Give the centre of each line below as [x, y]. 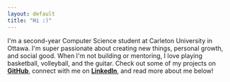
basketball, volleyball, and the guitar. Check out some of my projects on [112, 63]
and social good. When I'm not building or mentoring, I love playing [105, 55]
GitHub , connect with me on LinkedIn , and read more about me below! [110, 71]
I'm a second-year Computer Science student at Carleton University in [110, 40]
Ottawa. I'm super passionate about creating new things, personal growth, [115, 48]
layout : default [31, 14]
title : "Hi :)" [30, 20]
